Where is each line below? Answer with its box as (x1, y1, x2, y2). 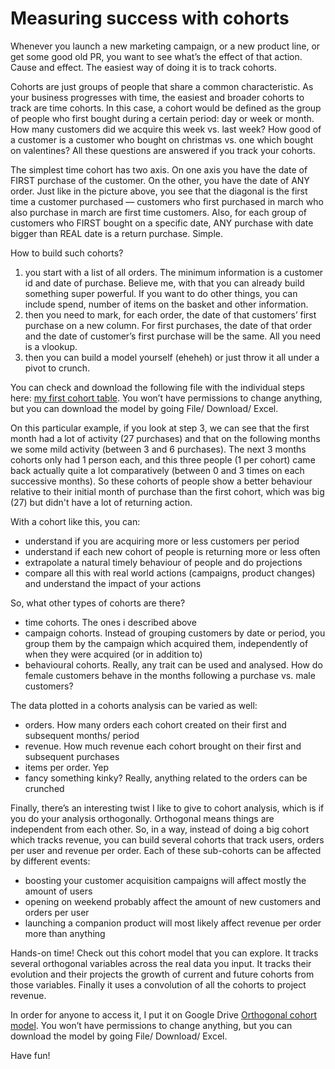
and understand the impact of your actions (24, 577, 202, 589)
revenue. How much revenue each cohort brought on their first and (24, 740, 302, 752)
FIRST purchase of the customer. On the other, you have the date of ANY (10, 174, 310, 186)
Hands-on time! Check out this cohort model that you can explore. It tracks (10, 947, 319, 959)
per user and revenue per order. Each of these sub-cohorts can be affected (10, 844, 322, 856)
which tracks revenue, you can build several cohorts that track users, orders (10, 833, 325, 846)
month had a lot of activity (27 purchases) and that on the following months (10, 432, 321, 444)
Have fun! (10, 1049, 51, 1061)
